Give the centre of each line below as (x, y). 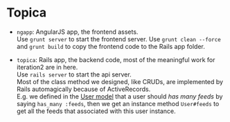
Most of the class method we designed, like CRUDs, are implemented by (120, 81)
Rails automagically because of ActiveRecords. (83, 89)
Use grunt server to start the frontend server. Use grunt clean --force (118, 39)
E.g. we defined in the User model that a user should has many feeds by (120, 96)
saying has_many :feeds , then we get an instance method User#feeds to (118, 103)
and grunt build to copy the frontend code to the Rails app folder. (111, 46)
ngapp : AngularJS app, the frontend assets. (77, 32)
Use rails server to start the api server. (74, 74)
